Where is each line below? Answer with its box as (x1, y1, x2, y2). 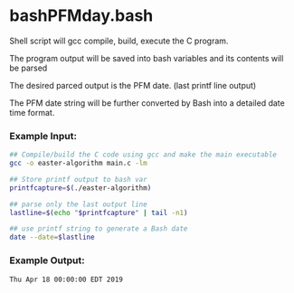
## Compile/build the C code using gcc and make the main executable (9, 150, 278, 159)
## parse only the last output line (9, 200, 147, 209)
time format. (9, 107, 55, 118)
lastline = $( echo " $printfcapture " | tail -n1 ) (9, 208, 188, 217)
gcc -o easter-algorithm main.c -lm (9, 159, 147, 168)
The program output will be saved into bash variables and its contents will (9, 52, 284, 63)
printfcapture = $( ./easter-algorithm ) (9, 183, 152, 193)
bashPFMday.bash (9, 5, 154, 26)
